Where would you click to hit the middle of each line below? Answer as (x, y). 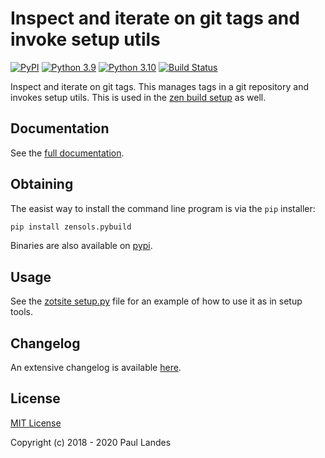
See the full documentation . (67, 153)
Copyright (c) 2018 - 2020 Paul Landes (91, 442)
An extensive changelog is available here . (96, 368)
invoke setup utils (85, 39)
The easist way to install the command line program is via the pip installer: (163, 208)
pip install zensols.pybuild (71, 227)
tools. (22, 312)
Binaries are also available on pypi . (81, 246)
